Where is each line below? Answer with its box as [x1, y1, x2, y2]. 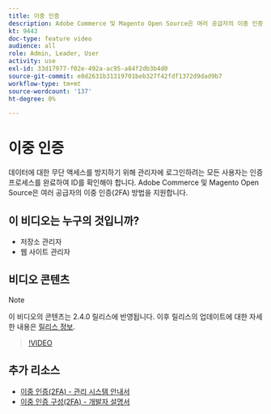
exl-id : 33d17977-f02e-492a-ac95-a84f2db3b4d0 [8, 65, 168, 73]
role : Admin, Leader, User [8, 49, 100, 58]
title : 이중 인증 [8, 11, 61, 20]
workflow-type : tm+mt [8, 79, 82, 87]
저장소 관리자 [19, 237, 62, 246]
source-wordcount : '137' [8, 87, 92, 96]
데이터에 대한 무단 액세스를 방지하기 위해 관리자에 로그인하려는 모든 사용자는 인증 [8, 168, 264, 177]
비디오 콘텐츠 [8, 273, 70, 287]
